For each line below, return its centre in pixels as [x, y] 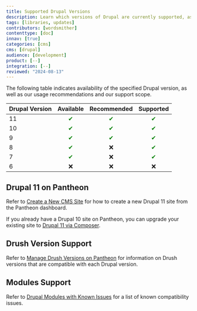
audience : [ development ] [36, 55]
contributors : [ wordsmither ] [42, 28]
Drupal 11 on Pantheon [47, 187]
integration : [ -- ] [28, 66]
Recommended [111, 109]
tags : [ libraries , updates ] [40, 22]
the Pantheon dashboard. [37, 208]
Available [71, 109]
